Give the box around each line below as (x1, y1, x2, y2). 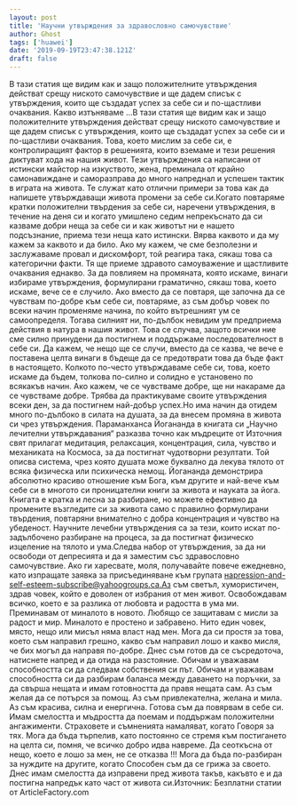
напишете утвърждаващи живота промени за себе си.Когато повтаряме (9, 192, 285, 203)
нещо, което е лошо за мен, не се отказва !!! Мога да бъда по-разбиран (9, 749, 282, 760)
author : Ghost (9, 29, 62, 38)
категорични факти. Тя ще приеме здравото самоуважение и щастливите (9, 259, 289, 268)
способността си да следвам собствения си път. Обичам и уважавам (9, 664, 274, 674)
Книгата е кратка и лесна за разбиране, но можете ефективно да (9, 494, 258, 505)
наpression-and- (224, 570, 286, 580)
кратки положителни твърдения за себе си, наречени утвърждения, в (9, 202, 276, 211)
